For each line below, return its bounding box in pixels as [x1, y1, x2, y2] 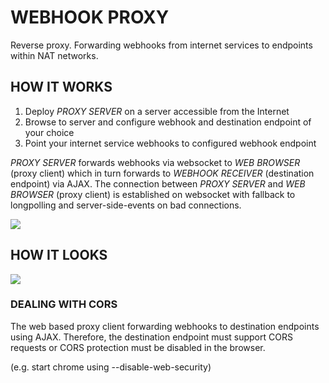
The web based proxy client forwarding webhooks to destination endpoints [10, 320, 320, 332]
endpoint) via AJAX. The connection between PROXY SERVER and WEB [10, 177, 306, 190]
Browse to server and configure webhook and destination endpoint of [24, 116, 312, 128]
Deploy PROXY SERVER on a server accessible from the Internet [24, 105, 290, 117]
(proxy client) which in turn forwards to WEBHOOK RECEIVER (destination [10, 167, 315, 179]
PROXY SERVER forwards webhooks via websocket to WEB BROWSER [10, 156, 301, 168]
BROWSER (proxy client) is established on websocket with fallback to [10, 188, 296, 200]
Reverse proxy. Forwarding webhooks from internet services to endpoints [10, 39, 313, 51]
